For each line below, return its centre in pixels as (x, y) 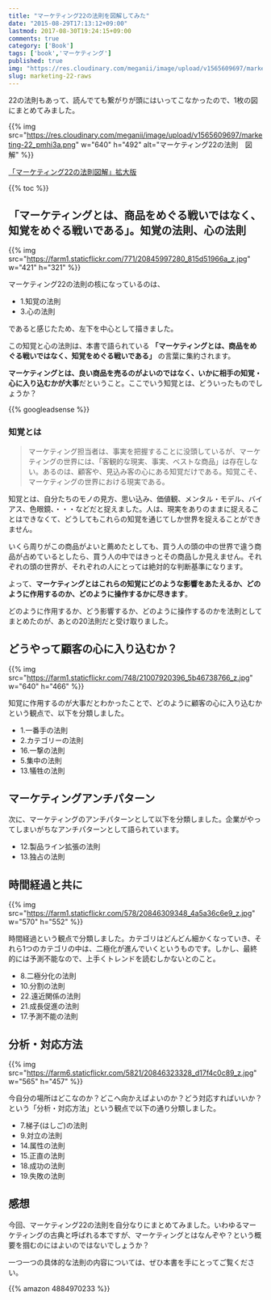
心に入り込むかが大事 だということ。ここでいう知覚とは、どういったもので (132, 383)
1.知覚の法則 (40, 302)
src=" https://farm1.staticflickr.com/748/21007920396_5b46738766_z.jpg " (131, 677)
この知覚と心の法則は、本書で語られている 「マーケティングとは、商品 (126, 346)
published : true (35, 61)
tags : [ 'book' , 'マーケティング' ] (60, 53)
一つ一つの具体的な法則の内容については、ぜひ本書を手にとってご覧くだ (128, 1262)
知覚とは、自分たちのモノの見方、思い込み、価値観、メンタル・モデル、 (128, 499)
